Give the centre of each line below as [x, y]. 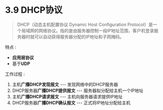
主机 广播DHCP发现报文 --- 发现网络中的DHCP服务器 [65, 84]
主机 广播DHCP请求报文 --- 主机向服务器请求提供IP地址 [67, 96]
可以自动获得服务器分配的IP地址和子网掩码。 [79, 37]
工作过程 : [15, 74]
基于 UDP [21, 64]
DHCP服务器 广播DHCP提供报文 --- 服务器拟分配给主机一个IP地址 [78, 90]
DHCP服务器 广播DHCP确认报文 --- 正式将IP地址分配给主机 [71, 103]
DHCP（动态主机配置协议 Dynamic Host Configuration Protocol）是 [85, 24]
